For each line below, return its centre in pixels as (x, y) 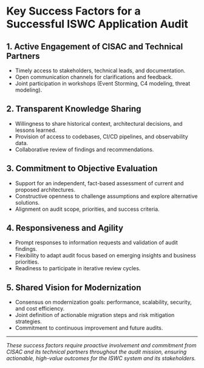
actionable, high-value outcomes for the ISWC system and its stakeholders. (101, 358)
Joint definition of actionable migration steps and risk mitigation (95, 315)
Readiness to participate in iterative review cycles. (78, 268)
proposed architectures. (45, 189)
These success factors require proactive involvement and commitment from (101, 346)
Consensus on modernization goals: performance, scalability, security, (104, 302)
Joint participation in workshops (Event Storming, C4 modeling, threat (102, 83)
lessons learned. (36, 130)
